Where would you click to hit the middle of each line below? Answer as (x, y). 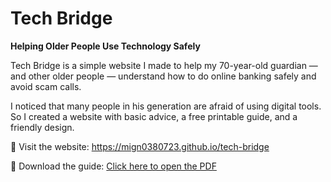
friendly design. (42, 127)
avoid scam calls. (46, 86)
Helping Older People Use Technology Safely (105, 46)
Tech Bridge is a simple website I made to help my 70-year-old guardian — (164, 65)
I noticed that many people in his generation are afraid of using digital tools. (166, 106)
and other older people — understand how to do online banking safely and (163, 76)
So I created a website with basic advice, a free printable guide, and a (154, 116)
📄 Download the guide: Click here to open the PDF (113, 166)
